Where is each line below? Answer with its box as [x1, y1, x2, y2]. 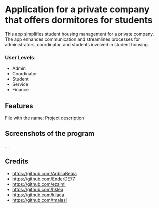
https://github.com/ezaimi [12, 181, 66, 187]
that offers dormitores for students [5, 14, 153, 26]
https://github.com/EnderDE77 [12, 176, 76, 182]
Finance [12, 87, 29, 93]
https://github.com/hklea [12, 186, 64, 192]
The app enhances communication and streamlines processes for [5, 36, 140, 42]
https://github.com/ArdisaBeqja [12, 170, 77, 176]
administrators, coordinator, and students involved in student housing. [5, 41, 149, 47]
